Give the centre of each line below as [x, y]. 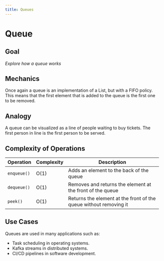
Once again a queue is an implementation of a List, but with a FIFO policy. [79, 90]
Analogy [18, 116]
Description [112, 162]
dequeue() [19, 188]
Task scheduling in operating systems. [51, 243]
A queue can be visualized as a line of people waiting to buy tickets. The [78, 128]
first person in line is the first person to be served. [55, 133]
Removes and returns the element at [110, 184]
